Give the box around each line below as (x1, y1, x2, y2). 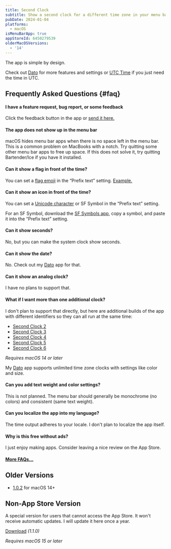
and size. (5, 370, 24, 376)
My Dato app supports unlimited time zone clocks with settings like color (5, 364, 158, 370)
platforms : (5, 21, 28, 27)
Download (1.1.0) (5, 528, 40, 534)
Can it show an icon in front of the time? (5, 189, 92, 195)
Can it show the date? (5, 251, 52, 257)
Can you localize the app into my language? (5, 410, 99, 416)
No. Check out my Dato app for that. (5, 262, 81, 268)
